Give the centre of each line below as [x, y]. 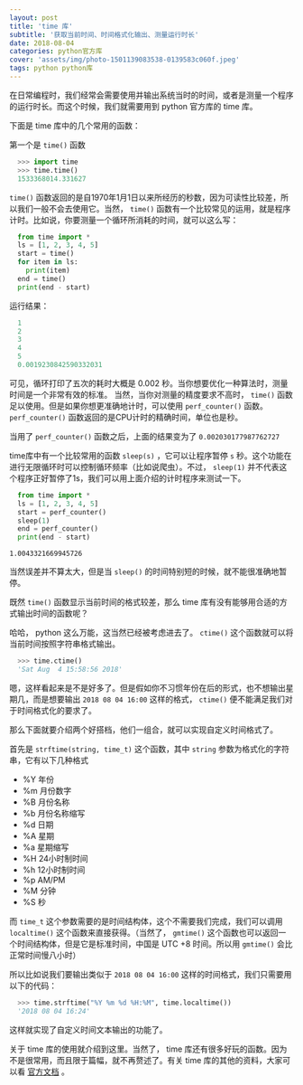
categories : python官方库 [56, 52]
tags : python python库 [51, 69]
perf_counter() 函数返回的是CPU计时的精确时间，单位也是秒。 [126, 417]
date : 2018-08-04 [42, 43]
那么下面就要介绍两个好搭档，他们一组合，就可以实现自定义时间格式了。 [143, 730]
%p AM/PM [44, 880]
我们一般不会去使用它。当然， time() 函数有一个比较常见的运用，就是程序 [154, 208]
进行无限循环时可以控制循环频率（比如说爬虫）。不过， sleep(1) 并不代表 [144, 467]
